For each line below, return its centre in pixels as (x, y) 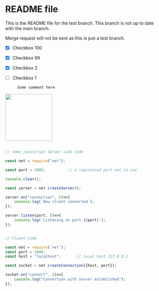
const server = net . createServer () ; (43, 188)
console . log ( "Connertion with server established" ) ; (70, 279)
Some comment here (36, 88)
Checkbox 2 (25, 68)
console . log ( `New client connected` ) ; (54, 202)
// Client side (21, 238)
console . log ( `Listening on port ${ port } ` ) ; (60, 220)
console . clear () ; (23, 179)
